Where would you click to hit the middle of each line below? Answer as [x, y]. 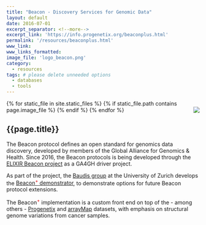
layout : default [27, 18]
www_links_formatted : [34, 52]
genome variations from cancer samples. [58, 216]
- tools [22, 86]
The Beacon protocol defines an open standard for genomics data [90, 144]
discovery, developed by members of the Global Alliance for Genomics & [98, 150]
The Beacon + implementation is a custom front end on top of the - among [99, 202]
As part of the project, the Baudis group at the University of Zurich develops [102, 175]
